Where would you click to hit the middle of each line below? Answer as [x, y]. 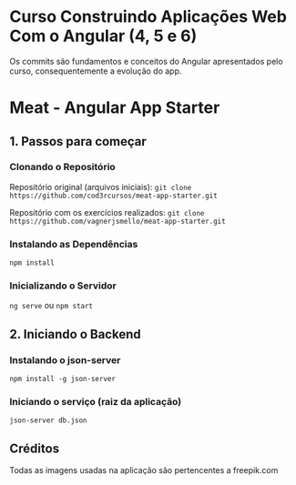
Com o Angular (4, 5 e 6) [103, 36]
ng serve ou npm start [51, 306]
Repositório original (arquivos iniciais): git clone [101, 187]
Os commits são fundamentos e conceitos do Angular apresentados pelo [147, 61]
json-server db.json [49, 420]
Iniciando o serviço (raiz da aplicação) [96, 402]
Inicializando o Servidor [63, 286]
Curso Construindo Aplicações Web [148, 17]
